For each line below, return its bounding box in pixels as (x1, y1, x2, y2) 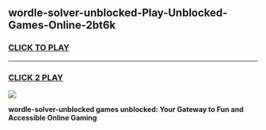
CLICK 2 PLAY (8, 72, 63, 83)
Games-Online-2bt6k (8, 19, 116, 32)
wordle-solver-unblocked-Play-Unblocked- (8, 6, 228, 20)
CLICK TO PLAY (8, 43, 70, 54)
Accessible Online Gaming (8, 113, 97, 122)
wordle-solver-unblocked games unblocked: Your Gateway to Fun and (8, 104, 244, 113)
